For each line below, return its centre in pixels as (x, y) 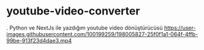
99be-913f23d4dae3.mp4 (39, 40)
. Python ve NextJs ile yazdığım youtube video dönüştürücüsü (85, 28)
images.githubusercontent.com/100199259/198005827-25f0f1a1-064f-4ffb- (102, 34)
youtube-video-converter (73, 11)
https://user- (180, 28)
